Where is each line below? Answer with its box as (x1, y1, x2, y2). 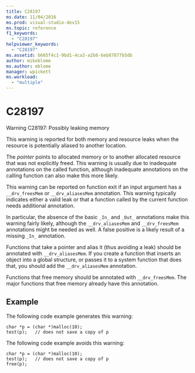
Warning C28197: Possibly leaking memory (6, 124, 110, 131)
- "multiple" (11, 80, 43, 86)
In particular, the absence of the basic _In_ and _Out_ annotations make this (6, 213, 190, 220)
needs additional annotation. (6, 202, 75, 209)
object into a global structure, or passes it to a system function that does (6, 256, 182, 263)
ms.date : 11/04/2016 (6, 14, 57, 20)
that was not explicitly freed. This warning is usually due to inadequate (6, 159, 177, 166)
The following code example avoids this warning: (6, 339, 125, 347)
